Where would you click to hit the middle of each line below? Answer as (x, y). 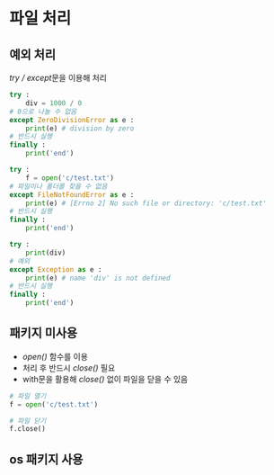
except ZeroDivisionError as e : (72, 120)
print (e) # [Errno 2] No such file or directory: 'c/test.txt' (146, 203)
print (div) (46, 253)
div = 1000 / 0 (54, 103)
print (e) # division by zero (80, 128)
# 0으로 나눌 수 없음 (43, 112)
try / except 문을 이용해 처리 (58, 78)
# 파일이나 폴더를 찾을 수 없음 (58, 186)
